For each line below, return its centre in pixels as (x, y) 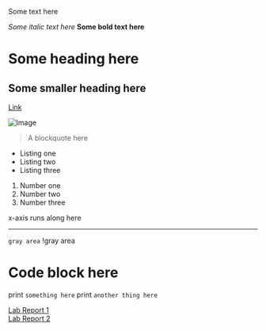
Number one (40, 185)
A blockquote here (58, 138)
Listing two (38, 162)
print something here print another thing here (83, 294)
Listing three (40, 170)
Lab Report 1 (28, 310)
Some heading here (74, 59)
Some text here (33, 12)
